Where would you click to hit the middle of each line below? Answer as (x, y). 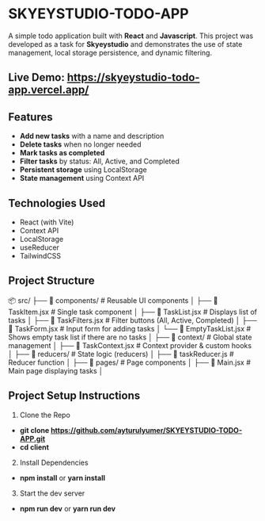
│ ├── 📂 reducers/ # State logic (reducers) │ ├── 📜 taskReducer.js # (121, 354)
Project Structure (51, 281)
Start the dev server (52, 493)
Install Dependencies (54, 462)
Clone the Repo (45, 415)
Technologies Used (57, 203)
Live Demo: (36, 77)
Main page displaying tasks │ (56, 370)
